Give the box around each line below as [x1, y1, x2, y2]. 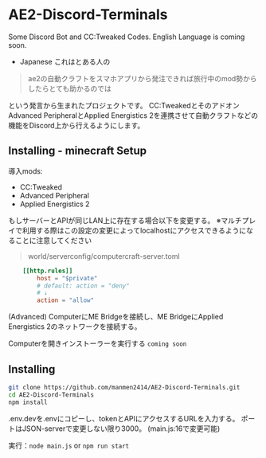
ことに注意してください [14, 235, 92, 245]
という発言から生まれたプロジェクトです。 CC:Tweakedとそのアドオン [8, 100, 241, 110]
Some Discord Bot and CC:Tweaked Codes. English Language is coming [8, 32, 245, 41]
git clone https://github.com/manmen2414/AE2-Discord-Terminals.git [8, 383, 241, 391]
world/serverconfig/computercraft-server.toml [27, 251, 181, 260]
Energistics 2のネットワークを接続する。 [8, 322, 142, 331]
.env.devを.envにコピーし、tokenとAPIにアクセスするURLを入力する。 [8, 413, 240, 423]
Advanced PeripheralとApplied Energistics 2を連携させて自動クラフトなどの [8, 110, 259, 120]
